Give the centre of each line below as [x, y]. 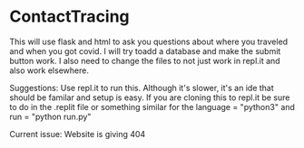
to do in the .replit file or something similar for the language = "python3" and [152, 106]
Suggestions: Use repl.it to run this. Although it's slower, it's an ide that [142, 88]
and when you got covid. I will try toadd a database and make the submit [145, 51]
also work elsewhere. [49, 70]
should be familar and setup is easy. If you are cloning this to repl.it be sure [150, 97]
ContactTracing [69, 17]
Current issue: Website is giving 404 [78, 134]
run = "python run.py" [50, 116]
